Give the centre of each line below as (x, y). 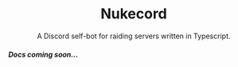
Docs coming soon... (43, 54)
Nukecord (134, 14)
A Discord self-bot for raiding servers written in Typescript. (134, 36)
